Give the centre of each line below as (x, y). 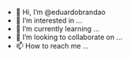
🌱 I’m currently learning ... (58, 29)
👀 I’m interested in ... (49, 20)
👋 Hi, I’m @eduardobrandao (61, 12)
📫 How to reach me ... (52, 46)
